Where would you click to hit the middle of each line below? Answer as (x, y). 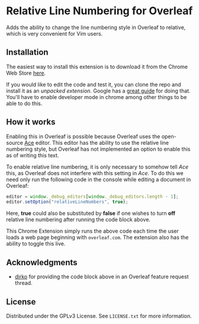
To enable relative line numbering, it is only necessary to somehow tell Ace (97, 167)
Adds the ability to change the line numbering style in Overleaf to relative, (96, 27)
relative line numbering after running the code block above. (78, 220)
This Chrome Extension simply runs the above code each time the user (92, 231)
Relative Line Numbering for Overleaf (99, 11)
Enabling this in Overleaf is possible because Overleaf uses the (83, 136)
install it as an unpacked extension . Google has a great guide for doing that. (98, 91)
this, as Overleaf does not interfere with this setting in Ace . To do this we (95, 173)
